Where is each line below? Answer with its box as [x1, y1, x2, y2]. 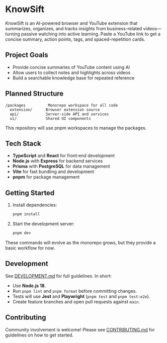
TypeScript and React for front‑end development [12, 152, 115, 159]
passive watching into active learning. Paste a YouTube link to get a [21, 31, 161, 37]
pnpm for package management [12, 174, 80, 180]
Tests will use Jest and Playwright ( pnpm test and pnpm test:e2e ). [12, 293, 150, 299]
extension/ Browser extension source [10, 107, 100, 112]
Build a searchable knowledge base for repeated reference [12, 74, 135, 81]
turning [5, 31, 20, 37]
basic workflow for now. [5, 245, 55, 251]
